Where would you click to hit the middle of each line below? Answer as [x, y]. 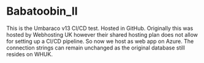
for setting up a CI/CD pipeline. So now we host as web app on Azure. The [100, 41]
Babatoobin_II [42, 11]
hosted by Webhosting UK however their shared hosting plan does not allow [102, 34]
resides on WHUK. [30, 54]
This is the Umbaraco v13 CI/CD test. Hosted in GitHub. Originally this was [100, 28]
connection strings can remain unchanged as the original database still [96, 48]
